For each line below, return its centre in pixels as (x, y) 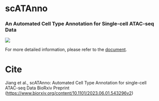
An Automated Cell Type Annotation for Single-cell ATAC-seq (79, 24)
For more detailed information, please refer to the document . (66, 50)
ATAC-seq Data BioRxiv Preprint (37, 88)
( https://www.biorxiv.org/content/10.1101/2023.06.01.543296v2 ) (69, 93)
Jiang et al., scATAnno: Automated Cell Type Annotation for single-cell (76, 83)
